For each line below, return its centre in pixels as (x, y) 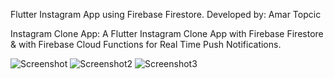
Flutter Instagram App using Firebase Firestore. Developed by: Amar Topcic (166, 14)
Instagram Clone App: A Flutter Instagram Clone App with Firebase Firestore (167, 33)
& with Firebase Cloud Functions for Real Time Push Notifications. (146, 44)
